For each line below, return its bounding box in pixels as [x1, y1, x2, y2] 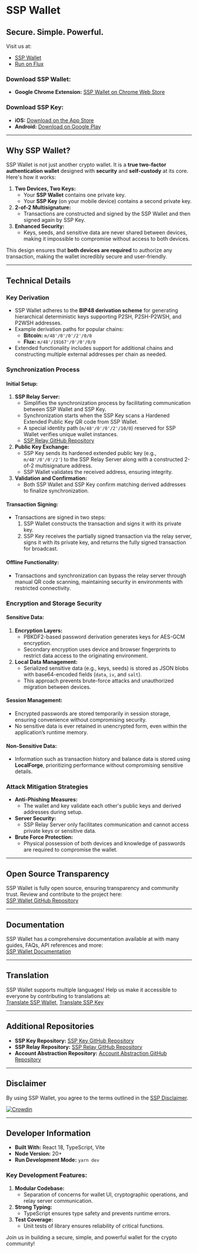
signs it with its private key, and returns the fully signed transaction [23, 539, 187, 546]
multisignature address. [35, 462, 93, 469]
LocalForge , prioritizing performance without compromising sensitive [14, 762, 184, 769]
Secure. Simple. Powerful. [6, 27, 104, 37]
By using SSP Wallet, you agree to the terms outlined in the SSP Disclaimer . [6, 1094, 189, 1101]
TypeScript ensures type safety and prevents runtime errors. [23, 1209, 171, 1216]
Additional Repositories [6, 1022, 94, 1032]
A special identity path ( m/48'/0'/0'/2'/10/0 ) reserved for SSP [23, 424, 176, 431]
